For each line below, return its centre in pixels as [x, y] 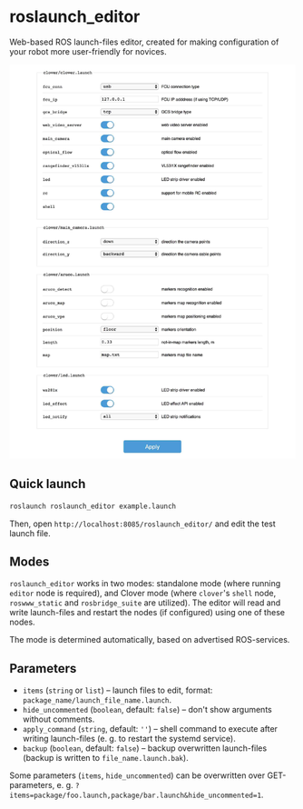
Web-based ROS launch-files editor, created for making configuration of [144, 42]
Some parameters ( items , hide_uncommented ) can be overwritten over [137, 775]
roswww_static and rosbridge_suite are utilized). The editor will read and [145, 603]
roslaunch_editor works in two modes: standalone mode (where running [145, 584]
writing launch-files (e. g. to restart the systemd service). [129, 739]
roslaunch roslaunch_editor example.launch [93, 506]
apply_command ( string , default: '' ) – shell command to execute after [150, 729]
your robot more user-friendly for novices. [88, 51]
